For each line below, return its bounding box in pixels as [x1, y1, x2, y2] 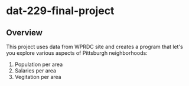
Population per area [14, 61, 63, 68]
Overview [6, 28, 43, 38]
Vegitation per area [14, 74, 61, 80]
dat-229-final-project [6, 4, 115, 18]
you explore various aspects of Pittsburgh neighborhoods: [6, 49, 148, 57]
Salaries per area [14, 67, 57, 74]
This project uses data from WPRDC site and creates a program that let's [6, 43, 183, 50]
